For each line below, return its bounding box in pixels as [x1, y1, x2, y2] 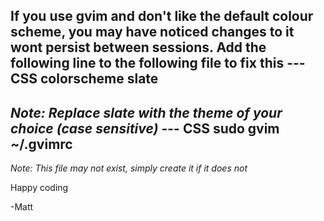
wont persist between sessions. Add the [10, 39, 267, 56]
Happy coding [10, 182, 69, 194]
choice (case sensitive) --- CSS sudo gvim [10, 120, 280, 137]
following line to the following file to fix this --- [10, 55, 306, 72]
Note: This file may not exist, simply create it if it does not [10, 162, 248, 174]
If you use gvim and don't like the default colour [10, 8, 314, 25]
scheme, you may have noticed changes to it [10, 24, 295, 41]
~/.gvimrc [10, 135, 73, 153]
